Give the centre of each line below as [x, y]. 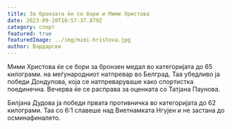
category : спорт [31, 27]
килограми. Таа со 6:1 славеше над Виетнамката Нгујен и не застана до [116, 110]
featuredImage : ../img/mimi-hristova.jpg [69, 40]
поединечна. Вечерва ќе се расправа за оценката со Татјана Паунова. [114, 89]
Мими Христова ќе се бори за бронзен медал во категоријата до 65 [110, 67]
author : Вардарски [34, 47]
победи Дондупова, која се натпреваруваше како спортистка [100, 81]
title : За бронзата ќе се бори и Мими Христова [79, 14]
